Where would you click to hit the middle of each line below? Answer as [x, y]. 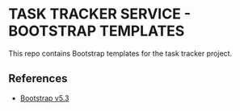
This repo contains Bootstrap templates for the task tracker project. [120, 53]
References [38, 78]
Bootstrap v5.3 [44, 98]
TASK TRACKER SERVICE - [100, 14]
